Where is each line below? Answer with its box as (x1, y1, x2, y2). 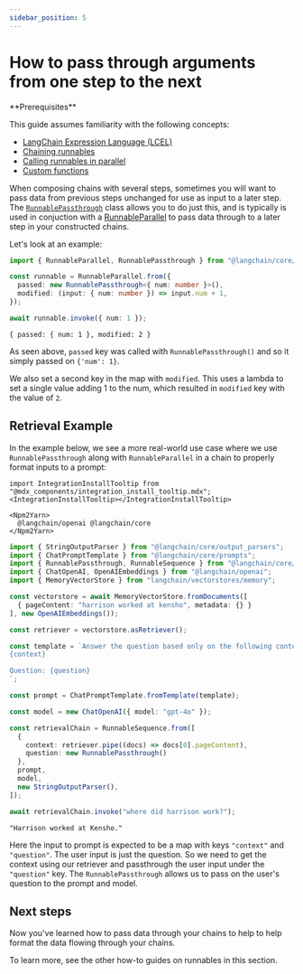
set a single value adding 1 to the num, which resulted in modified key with (9, 382, 286, 393)
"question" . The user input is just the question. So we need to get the (9, 848, 268, 859)
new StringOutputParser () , (17, 782, 119, 791)
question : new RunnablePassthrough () (25, 749, 168, 758)
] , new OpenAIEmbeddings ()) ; (9, 609, 119, 618)
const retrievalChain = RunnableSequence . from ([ (9, 724, 196, 733)
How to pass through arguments (9, 52, 256, 72)
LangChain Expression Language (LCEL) (22, 136, 173, 147)
